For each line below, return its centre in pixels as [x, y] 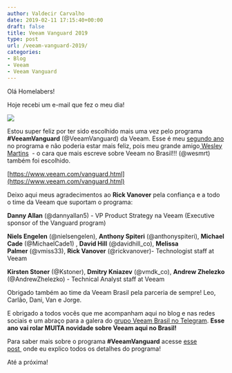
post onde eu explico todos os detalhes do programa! [84, 348]
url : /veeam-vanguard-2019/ [48, 46]
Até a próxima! [28, 362]
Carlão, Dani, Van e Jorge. [45, 300]
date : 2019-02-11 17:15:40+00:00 [55, 20]
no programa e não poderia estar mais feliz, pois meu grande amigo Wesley [115, 145]
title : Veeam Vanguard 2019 [48, 33]
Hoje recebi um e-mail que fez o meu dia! [66, 104]
